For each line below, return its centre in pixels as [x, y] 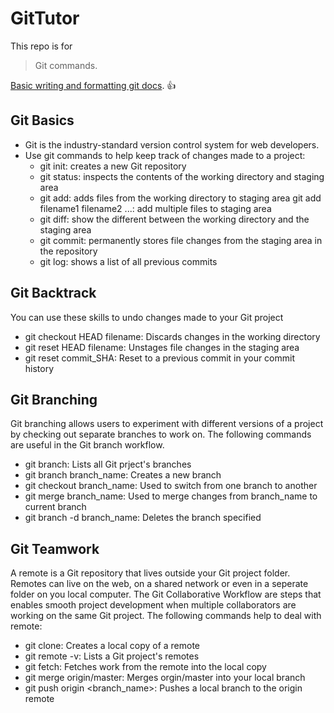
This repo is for [41, 46]
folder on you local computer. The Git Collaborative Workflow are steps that [166, 594]
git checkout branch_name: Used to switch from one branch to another [171, 486]
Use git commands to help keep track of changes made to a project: [165, 155]
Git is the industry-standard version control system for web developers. [172, 144]
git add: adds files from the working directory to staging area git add [180, 198]
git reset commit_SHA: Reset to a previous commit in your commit [160, 358]
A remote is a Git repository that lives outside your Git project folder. [150, 573]
